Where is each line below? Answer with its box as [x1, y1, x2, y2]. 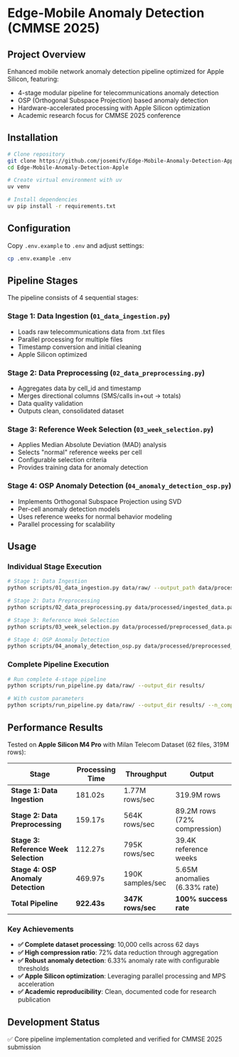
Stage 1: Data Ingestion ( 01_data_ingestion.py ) [7, 311, 171, 321]
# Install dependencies [7, 196, 78, 203]
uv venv [7, 183, 31, 191]
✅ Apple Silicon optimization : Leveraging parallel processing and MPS [17, 972, 226, 980]
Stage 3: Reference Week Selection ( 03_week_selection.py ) [7, 424, 214, 434]
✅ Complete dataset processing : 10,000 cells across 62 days [17, 940, 199, 949]
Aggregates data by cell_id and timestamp [17, 384, 142, 392]
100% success [175, 894, 228, 903]
